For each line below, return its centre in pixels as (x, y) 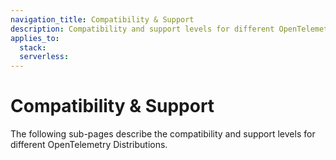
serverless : (44, 57)
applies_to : (35, 38)
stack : (33, 47)
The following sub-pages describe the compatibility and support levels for (163, 134)
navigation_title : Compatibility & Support (102, 19)
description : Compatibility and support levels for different (142, 29)
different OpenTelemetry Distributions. (89, 145)
